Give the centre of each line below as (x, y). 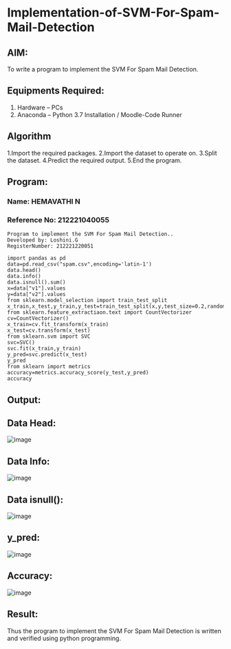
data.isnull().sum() (37, 283)
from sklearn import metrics (49, 367)
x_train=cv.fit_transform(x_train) (58, 325)
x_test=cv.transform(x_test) (49, 331)
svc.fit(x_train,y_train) (44, 349)
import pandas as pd (37, 258)
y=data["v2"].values (37, 295)
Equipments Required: (56, 91)
